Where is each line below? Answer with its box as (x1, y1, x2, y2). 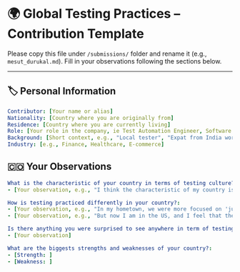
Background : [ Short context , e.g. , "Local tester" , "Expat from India (7, 134, 222, 141)
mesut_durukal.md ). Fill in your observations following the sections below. (7, 56, 222, 65)
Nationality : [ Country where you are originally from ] (7, 114, 174, 121)
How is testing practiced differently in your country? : (7, 199, 181, 206)
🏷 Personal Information (7, 85, 116, 97)
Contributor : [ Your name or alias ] (7, 108, 114, 115)
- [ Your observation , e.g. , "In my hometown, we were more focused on (7, 206, 222, 213)
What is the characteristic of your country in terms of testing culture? (7, 179, 235, 186)
